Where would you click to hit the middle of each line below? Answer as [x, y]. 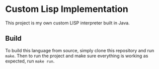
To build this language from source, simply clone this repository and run [80, 50]
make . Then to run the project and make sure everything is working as [77, 56]
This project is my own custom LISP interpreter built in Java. [67, 23]
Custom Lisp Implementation [67, 9]
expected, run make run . [30, 61]
